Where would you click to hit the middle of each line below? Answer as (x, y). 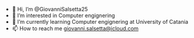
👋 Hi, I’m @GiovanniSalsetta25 (50, 9)
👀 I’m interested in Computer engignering (63, 15)
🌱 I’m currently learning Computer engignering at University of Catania (100, 22)
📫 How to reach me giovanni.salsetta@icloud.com (75, 28)
